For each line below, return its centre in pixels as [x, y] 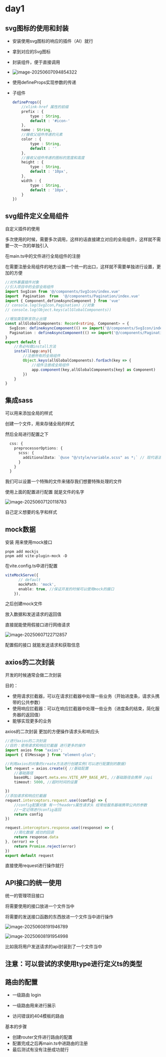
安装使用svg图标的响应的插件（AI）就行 [53, 41]
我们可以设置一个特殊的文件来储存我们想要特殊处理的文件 [63, 482]
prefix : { [33, 111]
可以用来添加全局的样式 [29, 413]
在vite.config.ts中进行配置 [31, 566]
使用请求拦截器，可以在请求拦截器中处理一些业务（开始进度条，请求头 [84, 696]
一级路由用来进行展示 [34, 1005]
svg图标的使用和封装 [37, 28]
